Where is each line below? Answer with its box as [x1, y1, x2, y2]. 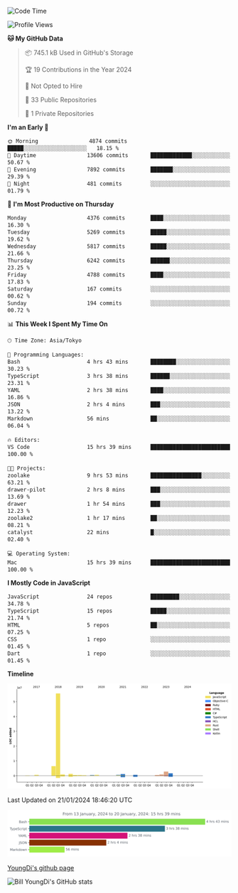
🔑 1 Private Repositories [24, 109, 94, 117]
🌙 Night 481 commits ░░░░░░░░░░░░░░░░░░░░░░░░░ [7, 180, 231, 188]
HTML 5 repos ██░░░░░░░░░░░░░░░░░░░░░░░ [7, 622, 231, 629]
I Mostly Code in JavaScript [7, 579, 91, 587]
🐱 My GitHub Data [7, 34, 64, 43]
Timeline [7, 670, 34, 678]
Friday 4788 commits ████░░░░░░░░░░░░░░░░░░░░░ [7, 271, 231, 278]
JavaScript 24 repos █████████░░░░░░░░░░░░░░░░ [7, 593, 231, 600]
